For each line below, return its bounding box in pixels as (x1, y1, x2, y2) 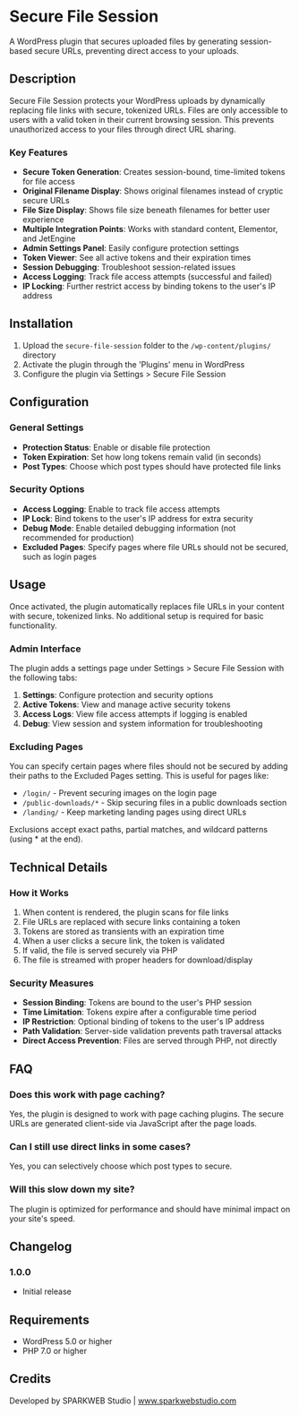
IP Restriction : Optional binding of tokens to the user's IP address (21, 1016, 265, 1027)
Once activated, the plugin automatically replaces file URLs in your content (9, 600, 285, 611)
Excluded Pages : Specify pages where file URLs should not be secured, (21, 541, 289, 552)
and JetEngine (21, 233, 76, 244)
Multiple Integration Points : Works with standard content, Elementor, (21, 224, 278, 235)
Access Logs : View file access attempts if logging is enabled (21, 708, 248, 719)
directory (21, 349, 56, 360)
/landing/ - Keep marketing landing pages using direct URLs (21, 807, 247, 817)
